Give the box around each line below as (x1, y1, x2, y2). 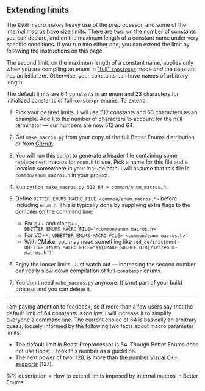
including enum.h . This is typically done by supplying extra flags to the (15, 201, 191, 208)
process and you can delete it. (15, 285, 92, 293)
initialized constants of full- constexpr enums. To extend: (6, 97, 148, 104)
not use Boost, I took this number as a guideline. (15, 347, 137, 354)
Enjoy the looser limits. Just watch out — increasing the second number (15, 260, 196, 268)
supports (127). (15, 360, 54, 367)
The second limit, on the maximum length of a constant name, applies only (6, 59, 194, 66)
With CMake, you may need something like (24, 238, 132, 245)
